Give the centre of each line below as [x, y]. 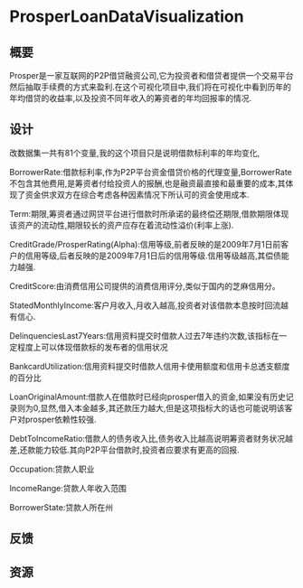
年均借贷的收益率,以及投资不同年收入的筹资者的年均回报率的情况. [131, 98]
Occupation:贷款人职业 [52, 469]
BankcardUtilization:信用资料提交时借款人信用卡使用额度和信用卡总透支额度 [150, 366]
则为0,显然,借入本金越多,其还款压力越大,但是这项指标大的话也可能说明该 [151, 407]
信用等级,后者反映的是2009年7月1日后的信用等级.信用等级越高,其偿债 [153, 256]
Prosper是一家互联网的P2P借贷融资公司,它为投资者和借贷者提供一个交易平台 [151, 75]
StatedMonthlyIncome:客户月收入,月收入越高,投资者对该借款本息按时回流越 [149, 305]
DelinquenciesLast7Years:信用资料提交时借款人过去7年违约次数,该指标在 [144, 335]
